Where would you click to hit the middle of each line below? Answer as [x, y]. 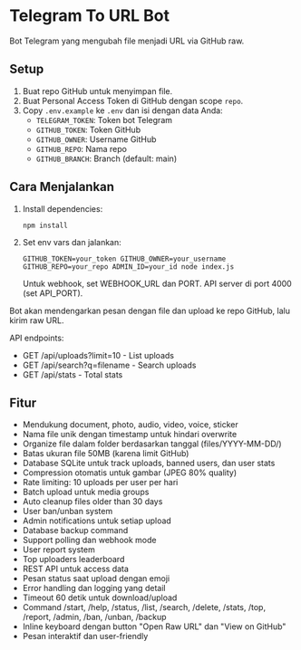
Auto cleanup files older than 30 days [92, 502]
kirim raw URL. [37, 320]
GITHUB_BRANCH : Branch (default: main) [107, 158]
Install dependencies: [63, 208]
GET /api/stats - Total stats [73, 374]
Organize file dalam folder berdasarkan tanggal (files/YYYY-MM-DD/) [152, 444]
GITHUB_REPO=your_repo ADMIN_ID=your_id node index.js [128, 267]
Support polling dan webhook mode [89, 540]
